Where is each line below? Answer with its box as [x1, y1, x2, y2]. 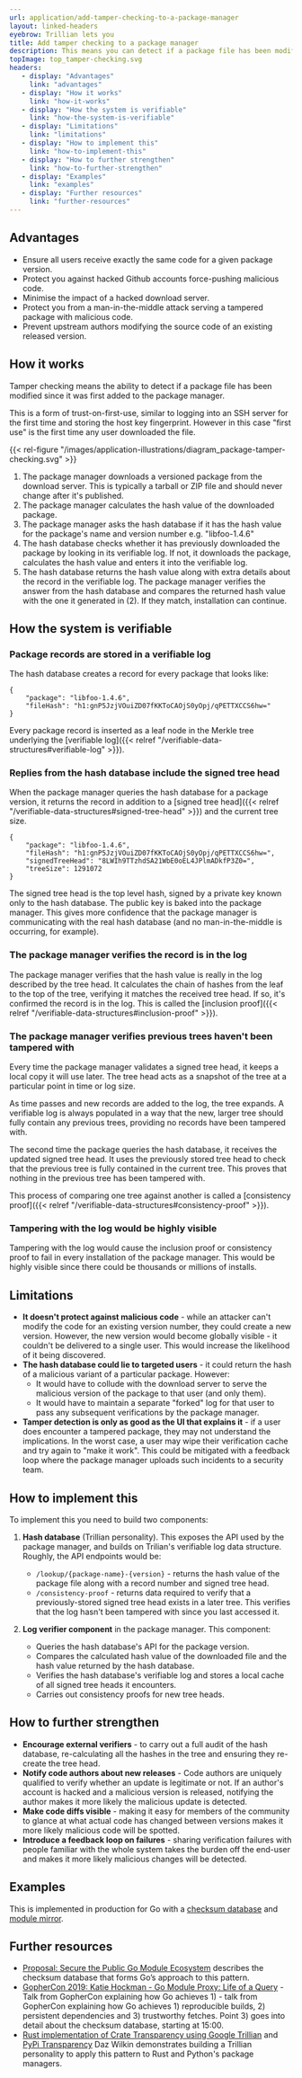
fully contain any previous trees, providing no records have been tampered [9, 1117, 286, 1128]
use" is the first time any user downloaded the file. [9, 426, 196, 437]
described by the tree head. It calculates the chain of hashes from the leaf [9, 979, 284, 990]
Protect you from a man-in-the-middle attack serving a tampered [22, 302, 263, 313]
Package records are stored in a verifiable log [9, 648, 211, 661]
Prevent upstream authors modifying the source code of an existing [22, 321, 273, 332]
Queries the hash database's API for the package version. [35, 1641, 250, 1652]
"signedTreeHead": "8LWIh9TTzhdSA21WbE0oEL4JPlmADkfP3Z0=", [25, 857, 255, 866]
